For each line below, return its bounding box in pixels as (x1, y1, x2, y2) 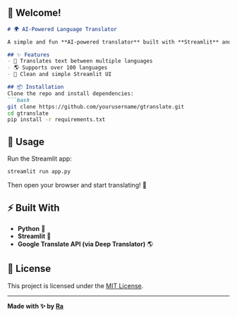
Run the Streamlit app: (7, 154, 72, 163)
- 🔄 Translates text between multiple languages (7, 58, 153, 65)
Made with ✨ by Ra (7, 302, 63, 310)
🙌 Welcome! (7, 7, 61, 19)
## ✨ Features (7, 51, 50, 58)
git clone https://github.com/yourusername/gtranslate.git (7, 103, 185, 110)
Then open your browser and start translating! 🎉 (7, 181, 147, 189)
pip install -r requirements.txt (7, 116, 106, 123)
